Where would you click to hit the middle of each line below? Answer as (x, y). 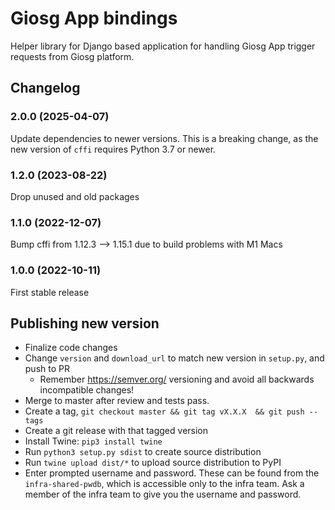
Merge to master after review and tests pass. (117, 401)
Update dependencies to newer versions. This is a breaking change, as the (164, 138)
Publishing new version (85, 323)
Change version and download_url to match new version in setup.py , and (174, 358)
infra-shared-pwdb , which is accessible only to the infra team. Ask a (164, 484)
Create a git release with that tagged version (116, 431)
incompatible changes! (87, 390)
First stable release (50, 292)
